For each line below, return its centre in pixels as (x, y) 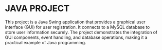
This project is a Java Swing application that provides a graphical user (75, 22)
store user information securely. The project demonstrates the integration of (81, 32)
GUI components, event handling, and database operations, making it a (76, 37)
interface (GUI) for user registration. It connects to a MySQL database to (77, 27)
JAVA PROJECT (37, 8)
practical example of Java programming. (45, 42)
